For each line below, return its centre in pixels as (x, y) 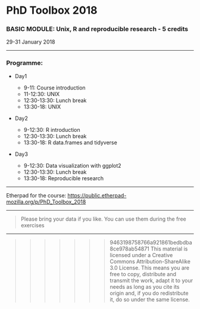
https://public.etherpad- (97, 195)
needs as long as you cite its (145, 286)
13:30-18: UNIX (42, 106)
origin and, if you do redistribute (149, 293)
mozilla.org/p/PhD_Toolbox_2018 (46, 202)
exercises (32, 225)
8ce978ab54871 (130, 249)
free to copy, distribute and (143, 274)
